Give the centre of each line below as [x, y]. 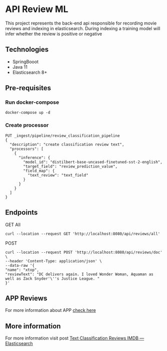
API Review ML [37, 9]
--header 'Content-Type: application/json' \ [53, 261]
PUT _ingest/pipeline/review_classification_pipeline [63, 136]
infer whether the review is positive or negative [54, 34]
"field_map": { [39, 171]
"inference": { [34, 157]
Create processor [27, 125]
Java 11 [20, 67]
